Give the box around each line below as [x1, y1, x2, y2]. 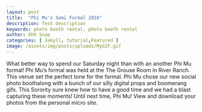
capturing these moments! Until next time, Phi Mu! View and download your [6, 92, 197, 100]
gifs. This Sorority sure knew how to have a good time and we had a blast [6, 86, 191, 93]
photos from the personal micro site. [6, 99, 98, 106]
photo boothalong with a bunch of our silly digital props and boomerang [6, 79, 187, 86]
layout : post [6, 9, 40, 15]
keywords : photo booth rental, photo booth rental [6, 26, 138, 32]
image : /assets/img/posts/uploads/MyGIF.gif [6, 43, 121, 50]
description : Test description [6, 20, 86, 26]
